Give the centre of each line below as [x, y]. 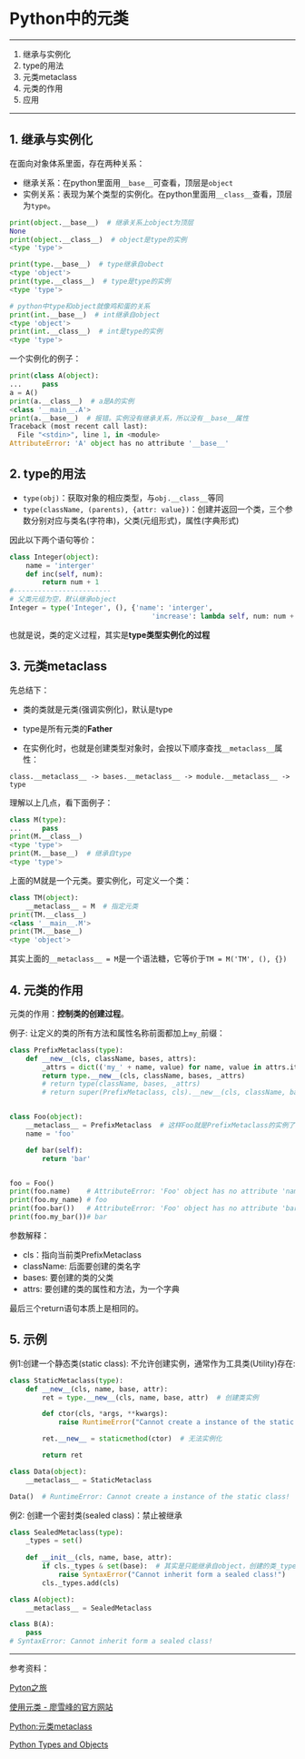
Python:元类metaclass [51, 1726]
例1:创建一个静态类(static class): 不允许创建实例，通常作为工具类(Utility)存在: [152, 1363]
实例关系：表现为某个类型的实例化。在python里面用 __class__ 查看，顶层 [157, 194]
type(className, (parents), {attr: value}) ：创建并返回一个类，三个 [154, 509]
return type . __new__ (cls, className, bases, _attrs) [144, 1076]
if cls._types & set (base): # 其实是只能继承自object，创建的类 [159, 1566]
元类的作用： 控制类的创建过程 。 [69, 1013]
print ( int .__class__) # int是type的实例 [86, 332]
